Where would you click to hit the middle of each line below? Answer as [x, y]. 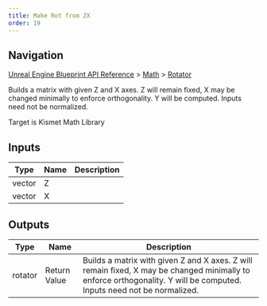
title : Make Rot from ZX [49, 16]
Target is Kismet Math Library [56, 122]
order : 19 [25, 23]
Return [58, 270]
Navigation [36, 55]
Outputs [29, 224]
